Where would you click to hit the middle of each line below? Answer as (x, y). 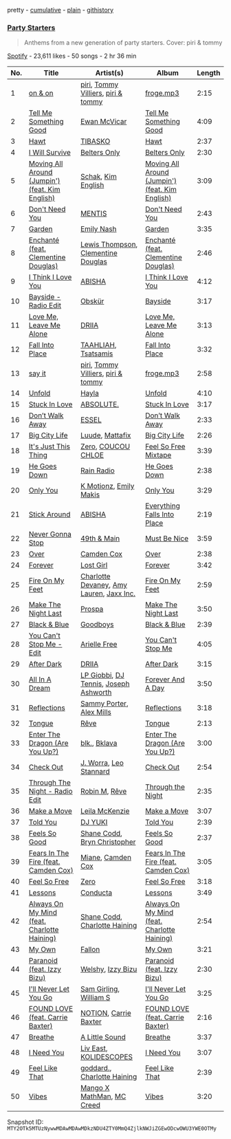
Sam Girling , (100, 989)
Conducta (96, 893)
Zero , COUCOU (105, 446)
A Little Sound (103, 1037)
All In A (40, 680)
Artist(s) (109, 73)
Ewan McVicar (103, 122)
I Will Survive (49, 153)
